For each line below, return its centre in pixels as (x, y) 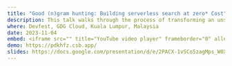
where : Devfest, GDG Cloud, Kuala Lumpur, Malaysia (83, 26)
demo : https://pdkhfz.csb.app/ (52, 45)
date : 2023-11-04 (32, 33)
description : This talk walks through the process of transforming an (111, 20)
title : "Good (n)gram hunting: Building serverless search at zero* (108, 13)
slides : (18, 52)
